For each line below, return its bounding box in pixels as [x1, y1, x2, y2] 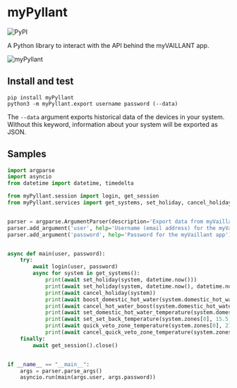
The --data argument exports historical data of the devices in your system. [7, 112, 225, 121]
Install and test [7, 75, 74, 87]
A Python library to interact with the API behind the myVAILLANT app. [7, 41, 209, 49]
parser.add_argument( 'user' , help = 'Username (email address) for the [7, 224, 217, 231]
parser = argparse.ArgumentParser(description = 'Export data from [7, 218, 203, 225]
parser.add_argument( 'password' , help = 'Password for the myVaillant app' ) [7, 231, 232, 238]
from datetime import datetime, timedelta [7, 180, 134, 187]
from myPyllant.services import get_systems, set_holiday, [7, 199, 185, 207]
